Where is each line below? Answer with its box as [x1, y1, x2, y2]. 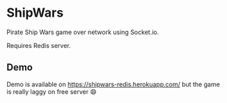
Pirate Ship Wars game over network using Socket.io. [6, 28, 159, 36]
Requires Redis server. [6, 41, 71, 49]
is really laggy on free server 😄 [6, 87, 97, 95]
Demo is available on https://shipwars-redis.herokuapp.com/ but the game [6, 80, 220, 88]
